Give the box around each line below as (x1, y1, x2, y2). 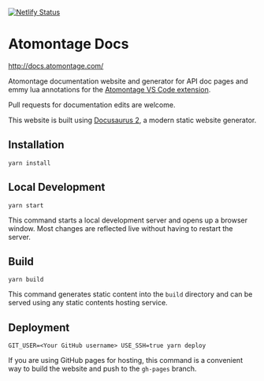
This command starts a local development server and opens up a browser (8, 215, 248, 225)
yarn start (8, 201, 44, 209)
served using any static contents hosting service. (8, 298, 168, 308)
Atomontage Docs (8, 35, 129, 53)
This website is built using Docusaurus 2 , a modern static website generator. (8, 115, 257, 125)
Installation (8, 138, 65, 151)
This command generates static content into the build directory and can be (8, 289, 253, 299)
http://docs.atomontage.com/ (8, 61, 104, 70)
